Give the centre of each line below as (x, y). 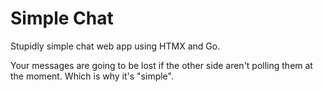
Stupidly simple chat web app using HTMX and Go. (115, 46)
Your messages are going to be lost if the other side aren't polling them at (161, 65)
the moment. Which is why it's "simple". (92, 76)
